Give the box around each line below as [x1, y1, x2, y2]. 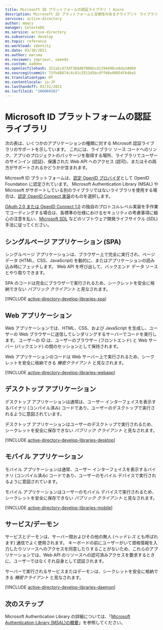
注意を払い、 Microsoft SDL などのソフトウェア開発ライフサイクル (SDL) [13, 216, 158, 222]
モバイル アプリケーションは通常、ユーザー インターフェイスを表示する [5, 466, 148, 472]
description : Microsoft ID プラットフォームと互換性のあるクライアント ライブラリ [5, 12, 158, 17]
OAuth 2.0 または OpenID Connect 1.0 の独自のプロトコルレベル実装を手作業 [5, 204, 159, 210]
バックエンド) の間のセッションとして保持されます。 [16, 343, 121, 349]
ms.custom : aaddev [5, 61, 42, 66]
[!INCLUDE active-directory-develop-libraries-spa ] [5, 296, 107, 302]
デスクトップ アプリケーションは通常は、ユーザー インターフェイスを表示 [5, 399, 152, 404]
